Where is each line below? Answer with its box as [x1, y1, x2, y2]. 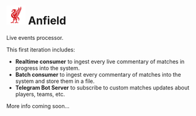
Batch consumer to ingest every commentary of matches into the [15, 71, 181, 78]
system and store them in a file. [15, 77, 95, 85]
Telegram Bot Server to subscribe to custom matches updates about [15, 83, 190, 91]
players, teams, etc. [15, 90, 66, 98]
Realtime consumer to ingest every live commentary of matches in [15, 58, 185, 65]
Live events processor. [6, 34, 64, 41]
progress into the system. [15, 64, 80, 72]
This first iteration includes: [6, 45, 75, 53]
